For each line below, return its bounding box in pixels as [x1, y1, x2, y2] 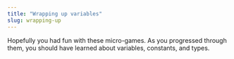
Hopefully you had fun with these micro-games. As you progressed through [7, 36, 227, 44]
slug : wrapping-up [7, 17, 61, 24]
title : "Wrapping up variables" [7, 10, 102, 18]
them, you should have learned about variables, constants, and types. [7, 44, 210, 52]
